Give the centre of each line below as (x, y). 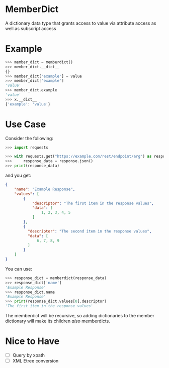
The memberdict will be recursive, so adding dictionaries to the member (80, 316)
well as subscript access (31, 28)
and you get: (18, 175)
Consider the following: (29, 138)
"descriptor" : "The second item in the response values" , (90, 231)
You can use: (19, 269)
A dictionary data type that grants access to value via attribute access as (81, 23)
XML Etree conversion (35, 361)
